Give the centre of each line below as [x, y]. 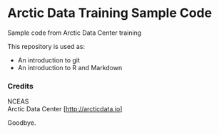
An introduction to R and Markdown [70, 67]
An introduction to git [49, 60]
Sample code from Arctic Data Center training [75, 33]
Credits [20, 86]
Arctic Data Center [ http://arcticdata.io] [65, 109]
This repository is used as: [46, 46]
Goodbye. [22, 123]
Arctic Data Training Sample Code [110, 13]
